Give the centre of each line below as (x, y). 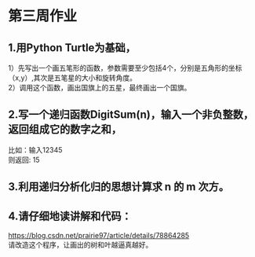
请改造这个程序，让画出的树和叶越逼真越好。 (80, 245)
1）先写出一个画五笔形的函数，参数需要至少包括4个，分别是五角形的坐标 (125, 68)
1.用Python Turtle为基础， (72, 48)
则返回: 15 (24, 160)
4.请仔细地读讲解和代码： (70, 216)
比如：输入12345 (35, 149)
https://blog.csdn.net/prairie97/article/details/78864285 (99, 236)
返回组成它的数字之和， (65, 129)
